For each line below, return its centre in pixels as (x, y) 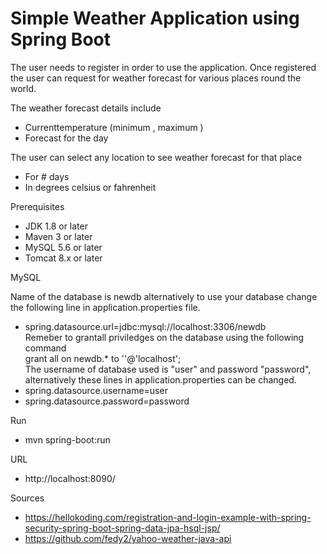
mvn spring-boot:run (67, 439)
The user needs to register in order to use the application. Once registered (163, 67)
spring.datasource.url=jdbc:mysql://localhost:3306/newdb (145, 326)
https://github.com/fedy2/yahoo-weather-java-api (128, 538)
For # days (47, 176)
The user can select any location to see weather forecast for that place (156, 157)
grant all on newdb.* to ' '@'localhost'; (103, 358)
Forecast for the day (66, 138)
